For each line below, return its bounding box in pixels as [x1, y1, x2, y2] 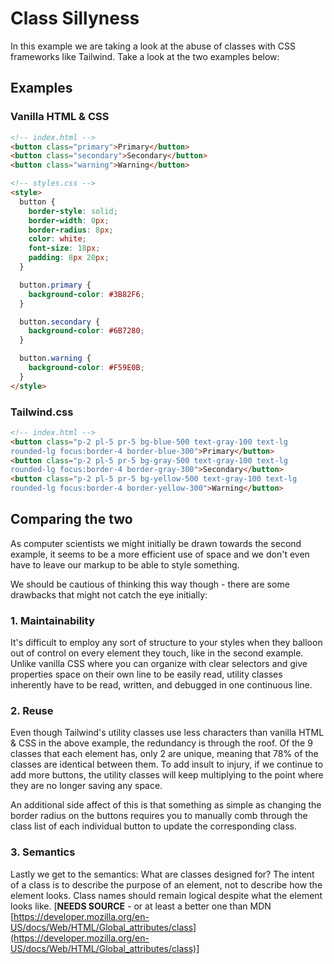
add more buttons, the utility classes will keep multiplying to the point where [10, 769, 324, 781]
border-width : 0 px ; [28, 215, 110, 226]
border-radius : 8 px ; [28, 225, 114, 235]
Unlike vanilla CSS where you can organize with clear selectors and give [10, 658, 308, 670]
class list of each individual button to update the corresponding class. [10, 820, 298, 832]
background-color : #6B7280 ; [28, 326, 145, 336]
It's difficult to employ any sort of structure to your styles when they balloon [10, 637, 323, 649]
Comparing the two [10, 511, 133, 528]
